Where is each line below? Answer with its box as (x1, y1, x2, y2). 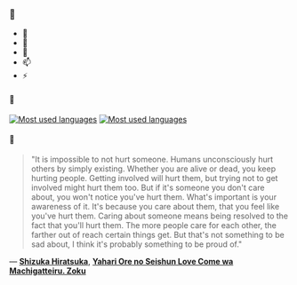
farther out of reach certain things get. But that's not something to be (30, 229, 285, 240)
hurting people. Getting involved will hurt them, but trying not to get (30, 172, 278, 183)
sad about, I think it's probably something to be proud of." (30, 239, 243, 249)
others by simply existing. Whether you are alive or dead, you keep (30, 163, 277, 174)
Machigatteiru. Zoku (9, 265, 86, 276)
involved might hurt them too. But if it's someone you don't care (30, 182, 265, 193)
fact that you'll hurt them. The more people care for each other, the (30, 219, 277, 230)
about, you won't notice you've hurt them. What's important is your (30, 191, 277, 202)
